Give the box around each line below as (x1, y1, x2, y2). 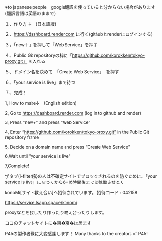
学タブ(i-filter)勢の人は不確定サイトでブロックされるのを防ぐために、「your (5, 173, 157, 179)
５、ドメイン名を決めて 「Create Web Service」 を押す (5, 69, 119, 75)
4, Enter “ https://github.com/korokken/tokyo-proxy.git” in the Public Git (5, 129, 149, 135)
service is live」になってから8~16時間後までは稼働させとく (5, 179, 125, 185)
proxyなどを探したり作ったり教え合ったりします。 (5, 210, 107, 215)
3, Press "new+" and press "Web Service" (5, 120, 91, 125)
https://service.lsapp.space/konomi (5, 200, 77, 205)
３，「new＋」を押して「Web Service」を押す (5, 42, 98, 48)
